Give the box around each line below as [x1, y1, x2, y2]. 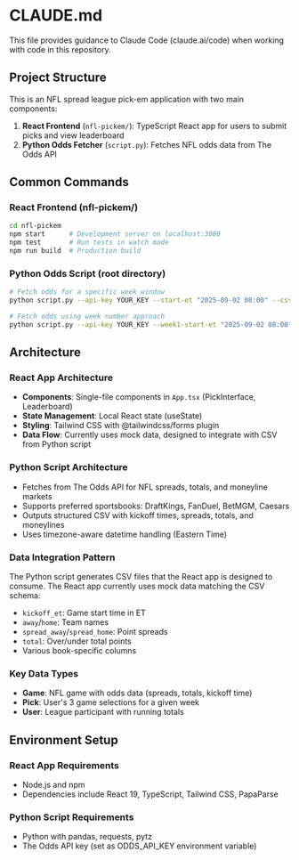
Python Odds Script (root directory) [9, 267, 166, 280]
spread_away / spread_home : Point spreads [21, 627, 168, 637]
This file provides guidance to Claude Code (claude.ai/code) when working [9, 35, 285, 45]
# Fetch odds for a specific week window [9, 288, 166, 296]
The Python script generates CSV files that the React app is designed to [9, 572, 273, 582]
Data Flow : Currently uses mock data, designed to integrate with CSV [21, 429, 278, 441]
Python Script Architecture [9, 461, 128, 474]
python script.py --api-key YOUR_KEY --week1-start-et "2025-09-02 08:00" [9, 320, 293, 329]
